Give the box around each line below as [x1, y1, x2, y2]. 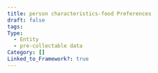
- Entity [13, 36, 39, 43]
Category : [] [7, 49, 45, 56]
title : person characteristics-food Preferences [7, 10, 152, 17]
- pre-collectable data [13, 42, 82, 49]
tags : [7, 23, 23, 30]
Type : [7, 29, 23, 37]
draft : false [7, 17, 45, 24]
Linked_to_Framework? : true [7, 56, 89, 63]
